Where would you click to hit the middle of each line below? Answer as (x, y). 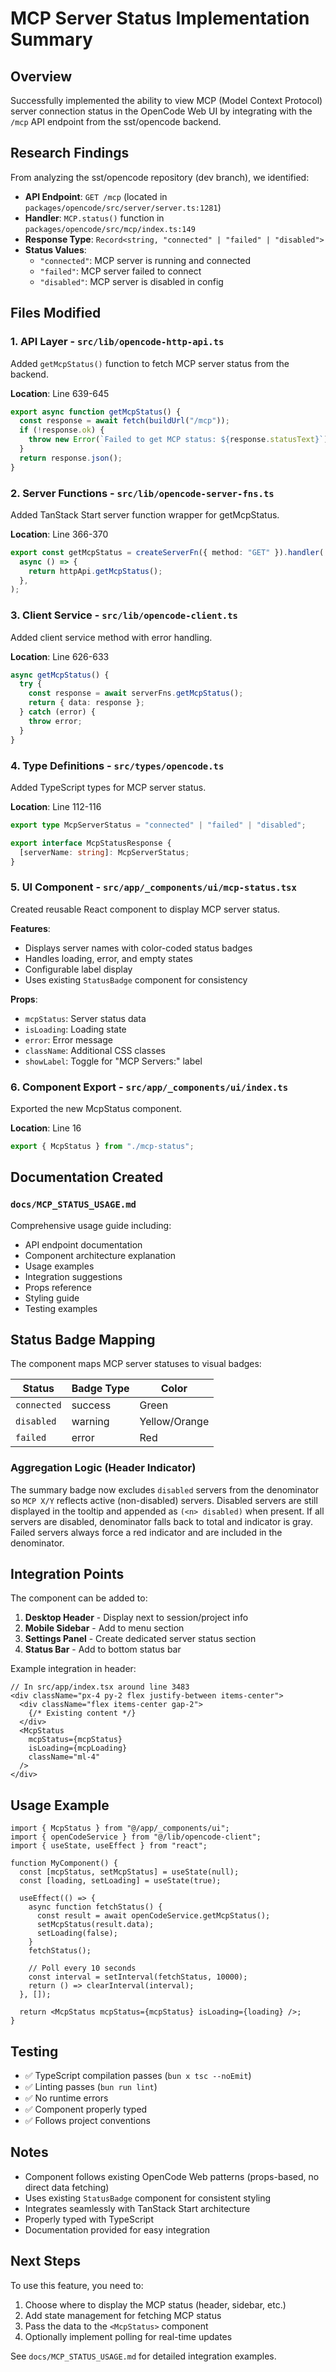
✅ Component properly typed (86, 2109)
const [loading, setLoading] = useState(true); (120, 1881)
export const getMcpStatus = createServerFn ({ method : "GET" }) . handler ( (167, 552)
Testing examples (61, 1308)
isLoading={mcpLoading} (78, 1748)
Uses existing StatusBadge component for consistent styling (148, 2198)
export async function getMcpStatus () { (96, 412)
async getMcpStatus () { (60, 675)
